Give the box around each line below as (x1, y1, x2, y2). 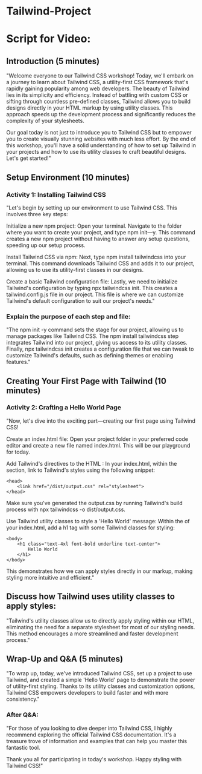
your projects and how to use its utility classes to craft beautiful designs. (6, 148, 186, 156)
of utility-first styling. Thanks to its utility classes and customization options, (6, 683, 195, 690)
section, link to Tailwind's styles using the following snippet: (6, 466, 156, 474)
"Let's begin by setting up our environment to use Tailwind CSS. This (6, 204, 177, 211)
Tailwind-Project (6, 4, 92, 18)
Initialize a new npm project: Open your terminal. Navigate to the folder (6, 222, 182, 230)
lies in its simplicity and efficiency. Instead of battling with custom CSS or (6, 91, 188, 99)
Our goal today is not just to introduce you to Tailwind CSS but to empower (6, 129, 192, 136)
